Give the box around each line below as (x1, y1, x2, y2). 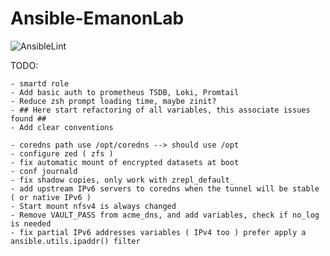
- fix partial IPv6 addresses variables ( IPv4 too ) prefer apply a (10, 227, 307, 237)
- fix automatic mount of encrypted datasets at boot (10, 157, 240, 167)
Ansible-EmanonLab (10, 7, 185, 30)
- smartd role (10, 78, 70, 89)
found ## (10, 113, 47, 124)
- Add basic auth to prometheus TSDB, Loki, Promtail (10, 87, 240, 97)
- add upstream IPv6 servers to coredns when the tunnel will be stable (10, 183, 320, 194)
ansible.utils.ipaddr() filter (10, 236, 141, 246)
